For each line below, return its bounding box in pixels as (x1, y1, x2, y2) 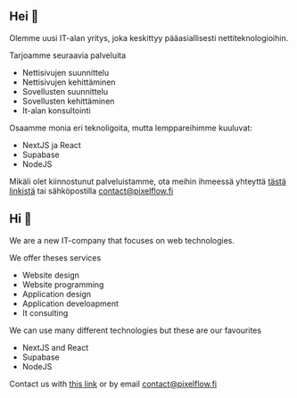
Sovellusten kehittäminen (21, 95, 115, 106)
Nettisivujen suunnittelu (21, 67, 110, 78)
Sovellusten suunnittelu (21, 86, 109, 96)
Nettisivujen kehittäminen (21, 77, 116, 87)
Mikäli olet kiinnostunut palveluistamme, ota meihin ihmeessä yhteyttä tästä (9, 176, 287, 187)
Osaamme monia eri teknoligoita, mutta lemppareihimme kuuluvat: (9, 122, 252, 133)
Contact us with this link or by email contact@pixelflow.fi (9, 378, 218, 389)
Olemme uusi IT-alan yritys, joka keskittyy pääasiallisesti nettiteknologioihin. (9, 32, 289, 43)
